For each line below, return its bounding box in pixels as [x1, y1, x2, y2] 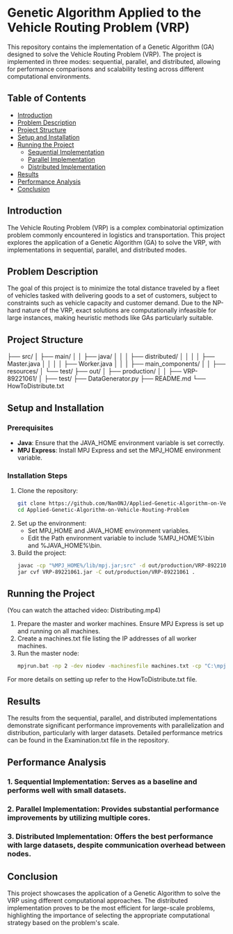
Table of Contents [7, 92, 87, 104]
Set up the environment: [17, 519, 87, 527]
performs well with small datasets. [7, 786, 127, 796]
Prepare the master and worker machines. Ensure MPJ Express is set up [17, 620, 224, 628]
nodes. [7, 849, 31, 859]
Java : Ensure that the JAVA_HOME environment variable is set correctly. [17, 438, 225, 446]
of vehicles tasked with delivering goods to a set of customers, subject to [7, 291, 218, 300]
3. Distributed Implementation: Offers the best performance [7, 832, 214, 842]
